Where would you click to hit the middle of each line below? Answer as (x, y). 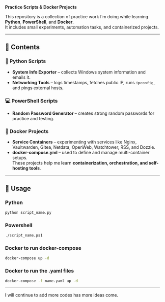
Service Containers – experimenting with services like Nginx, (74, 142)
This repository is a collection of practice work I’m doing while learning (77, 17)
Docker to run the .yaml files (40, 271)
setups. (20, 158)
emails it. (21, 77)
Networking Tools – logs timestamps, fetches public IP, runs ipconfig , (83, 82)
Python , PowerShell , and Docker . (40, 22)
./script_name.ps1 (24, 235)
